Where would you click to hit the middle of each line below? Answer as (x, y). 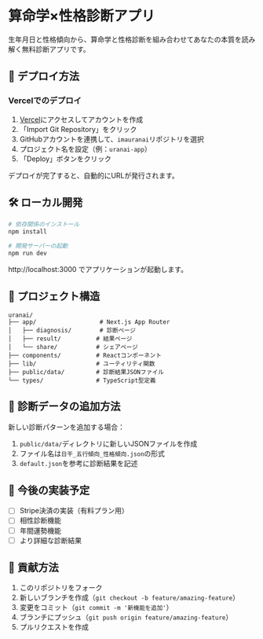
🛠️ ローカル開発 (46, 202)
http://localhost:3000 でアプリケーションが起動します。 (98, 269)
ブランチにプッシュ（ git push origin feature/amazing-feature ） (126, 617)
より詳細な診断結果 (51, 540)
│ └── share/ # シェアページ (73, 347)
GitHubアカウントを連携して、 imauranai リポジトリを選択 (111, 139)
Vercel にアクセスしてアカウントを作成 (81, 119)
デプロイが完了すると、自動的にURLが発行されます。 (93, 175)
